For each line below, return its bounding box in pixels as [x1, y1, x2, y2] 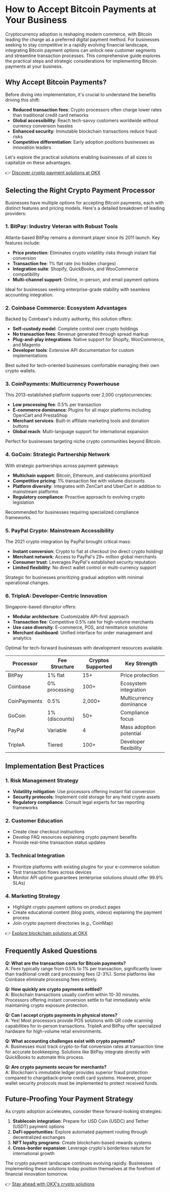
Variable [47, 727, 67, 734]
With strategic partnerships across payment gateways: [5, 462, 119, 469]
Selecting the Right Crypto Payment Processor [5, 186, 155, 195]
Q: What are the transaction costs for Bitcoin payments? [5, 960, 126, 966]
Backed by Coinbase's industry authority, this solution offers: [5, 316, 133, 322]
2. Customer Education [5, 817, 63, 824]
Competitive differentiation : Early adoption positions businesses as [12, 139, 155, 145]
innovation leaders [12, 144, 52, 150]
